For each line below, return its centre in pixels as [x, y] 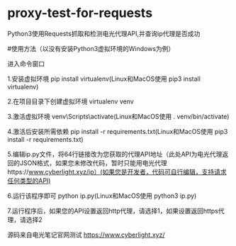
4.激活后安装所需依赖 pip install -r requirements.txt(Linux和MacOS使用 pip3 [118, 131]
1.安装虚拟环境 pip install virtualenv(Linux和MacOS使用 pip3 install [104, 79]
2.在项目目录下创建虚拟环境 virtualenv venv [71, 101]
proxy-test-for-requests [80, 13]
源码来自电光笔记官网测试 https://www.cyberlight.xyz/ [86, 235]
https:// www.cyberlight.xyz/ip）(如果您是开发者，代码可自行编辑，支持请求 [117, 172]
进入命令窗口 [26, 63]
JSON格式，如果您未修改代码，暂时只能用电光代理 [94, 163]
